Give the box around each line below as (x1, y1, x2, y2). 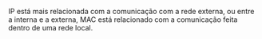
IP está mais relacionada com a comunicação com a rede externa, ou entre (8, 7, 255, 16)
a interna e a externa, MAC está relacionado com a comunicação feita (8, 15, 238, 24)
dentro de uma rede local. (8, 23, 93, 32)
